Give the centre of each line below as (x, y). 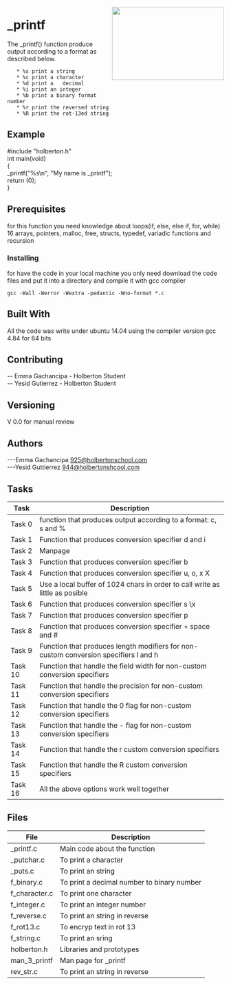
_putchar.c (28, 860)
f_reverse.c (29, 916)
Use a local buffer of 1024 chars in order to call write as (129, 584)
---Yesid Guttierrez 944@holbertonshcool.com (73, 467)
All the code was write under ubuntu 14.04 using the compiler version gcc (112, 331)
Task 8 (22, 631)
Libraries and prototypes (99, 949)
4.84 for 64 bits (29, 338)
